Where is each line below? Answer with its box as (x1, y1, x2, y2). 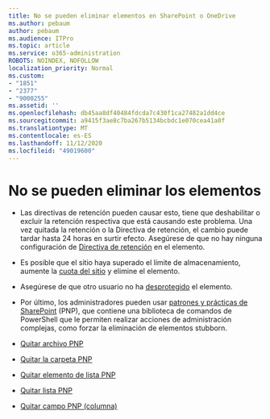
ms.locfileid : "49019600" (8, 147, 95, 155)
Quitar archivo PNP (19, 339, 84, 349)
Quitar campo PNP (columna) (19, 401, 118, 411)
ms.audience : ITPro (8, 34, 74, 43)
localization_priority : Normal (8, 64, 114, 73)
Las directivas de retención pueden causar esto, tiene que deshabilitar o (19, 208, 260, 218)
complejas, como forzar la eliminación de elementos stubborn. (19, 323, 228, 333)
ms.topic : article (8, 42, 70, 50)
